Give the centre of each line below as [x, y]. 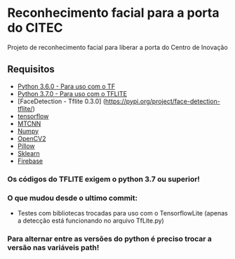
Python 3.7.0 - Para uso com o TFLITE [72, 93]
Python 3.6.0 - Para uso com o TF [66, 86]
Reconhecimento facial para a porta [113, 13]
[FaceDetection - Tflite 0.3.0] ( [61, 101]
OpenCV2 [32, 138]
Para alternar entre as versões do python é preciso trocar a [110, 239]
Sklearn [28, 153]
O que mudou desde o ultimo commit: [73, 198]
